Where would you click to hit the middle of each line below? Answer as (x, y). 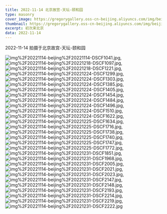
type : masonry (20, 14)
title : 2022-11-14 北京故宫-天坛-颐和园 (44, 10)
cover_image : (19, 19)
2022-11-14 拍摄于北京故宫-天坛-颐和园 (45, 48)
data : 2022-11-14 (23, 33)
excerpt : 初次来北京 (24, 28)
